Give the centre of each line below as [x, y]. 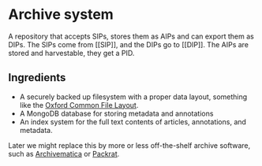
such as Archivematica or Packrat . [64, 153]
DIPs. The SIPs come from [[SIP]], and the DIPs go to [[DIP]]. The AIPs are [129, 44]
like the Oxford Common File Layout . [79, 105]
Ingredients [37, 77]
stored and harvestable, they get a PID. [71, 53]
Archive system [61, 15]
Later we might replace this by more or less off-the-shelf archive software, [129, 145]
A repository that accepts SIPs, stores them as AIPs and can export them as [131, 36]
